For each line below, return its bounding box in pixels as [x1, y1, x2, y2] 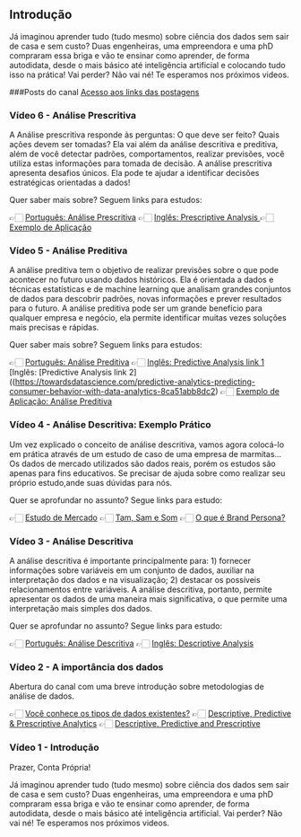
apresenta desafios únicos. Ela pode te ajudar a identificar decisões [9, 168, 260, 179]
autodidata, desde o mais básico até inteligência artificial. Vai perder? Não [9, 807, 283, 818]
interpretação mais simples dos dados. [9, 604, 152, 613]
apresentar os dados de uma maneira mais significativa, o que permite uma [9, 594, 288, 604]
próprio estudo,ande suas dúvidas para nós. [9, 477, 173, 488]
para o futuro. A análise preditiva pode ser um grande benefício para [9, 303, 262, 313]
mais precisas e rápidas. [9, 322, 99, 333]
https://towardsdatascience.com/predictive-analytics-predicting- [14, 376, 255, 387]
